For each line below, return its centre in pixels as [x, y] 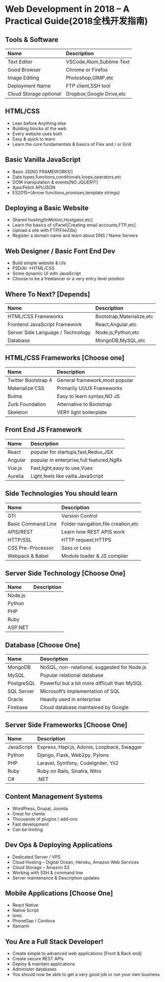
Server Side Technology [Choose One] [65, 573]
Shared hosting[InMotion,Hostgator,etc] [52, 220]
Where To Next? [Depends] [48, 294]
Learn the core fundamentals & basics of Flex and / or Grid [72, 144]
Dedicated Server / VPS [36, 857]
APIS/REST [20, 532]
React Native [25, 905]
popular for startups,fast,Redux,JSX [72, 452]
